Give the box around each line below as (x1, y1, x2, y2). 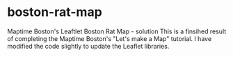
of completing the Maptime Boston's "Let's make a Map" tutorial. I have (7, 34, 212, 42)
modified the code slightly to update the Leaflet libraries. (7, 42, 170, 50)
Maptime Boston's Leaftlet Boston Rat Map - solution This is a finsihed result (7, 27, 227, 35)
